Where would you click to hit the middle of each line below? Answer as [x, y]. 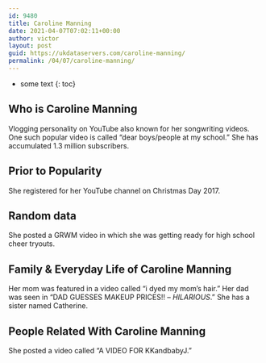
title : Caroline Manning [50, 23]
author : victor [34, 38]
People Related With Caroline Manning [107, 331]
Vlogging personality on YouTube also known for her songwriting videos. [129, 128]
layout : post [30, 46]
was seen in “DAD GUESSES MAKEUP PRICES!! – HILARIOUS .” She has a [129, 297]
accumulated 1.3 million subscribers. [69, 145]
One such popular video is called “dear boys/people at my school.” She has [133, 137]
